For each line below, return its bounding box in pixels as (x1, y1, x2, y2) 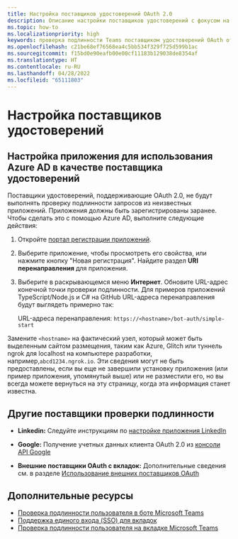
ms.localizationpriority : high (7, 30, 100, 38)
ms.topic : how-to (7, 23, 59, 31)
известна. (7, 387, 38, 396)
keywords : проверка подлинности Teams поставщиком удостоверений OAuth (7, 37, 223, 44)
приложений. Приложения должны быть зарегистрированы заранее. (7, 207, 217, 215)
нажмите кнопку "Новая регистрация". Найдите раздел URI (17, 256, 198, 265)
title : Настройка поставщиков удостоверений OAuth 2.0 (7, 10, 173, 18)
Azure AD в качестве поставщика (7, 161, 163, 173)
